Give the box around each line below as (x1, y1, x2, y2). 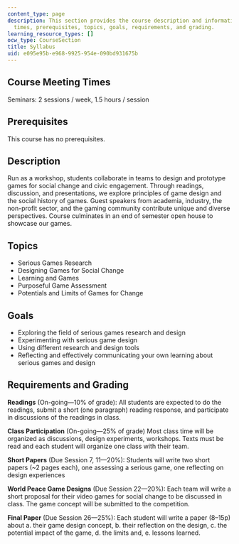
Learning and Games (17, 274, 80, 283)
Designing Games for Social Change (17, 266, 124, 275)
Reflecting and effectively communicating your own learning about (17, 351, 213, 359)
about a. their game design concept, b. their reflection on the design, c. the (7, 521, 228, 529)
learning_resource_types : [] (7, 30, 94, 38)
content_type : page (7, 10, 65, 18)
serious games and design (17, 358, 96, 366)
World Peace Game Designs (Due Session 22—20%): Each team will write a (7, 484, 231, 493)
